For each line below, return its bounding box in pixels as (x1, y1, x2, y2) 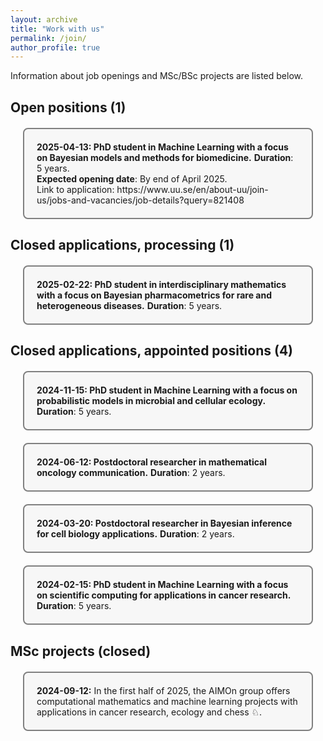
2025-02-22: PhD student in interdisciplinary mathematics (36, 279, 287, 291)
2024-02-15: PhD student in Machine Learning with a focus (36, 579, 289, 591)
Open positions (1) (10, 99, 127, 116)
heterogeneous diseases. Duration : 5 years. (36, 300, 223, 312)
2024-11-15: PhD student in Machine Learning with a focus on (36, 384, 298, 396)
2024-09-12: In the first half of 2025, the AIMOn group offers (36, 684, 291, 696)
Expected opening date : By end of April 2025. (36, 172, 228, 185)
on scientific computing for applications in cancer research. (36, 589, 292, 601)
